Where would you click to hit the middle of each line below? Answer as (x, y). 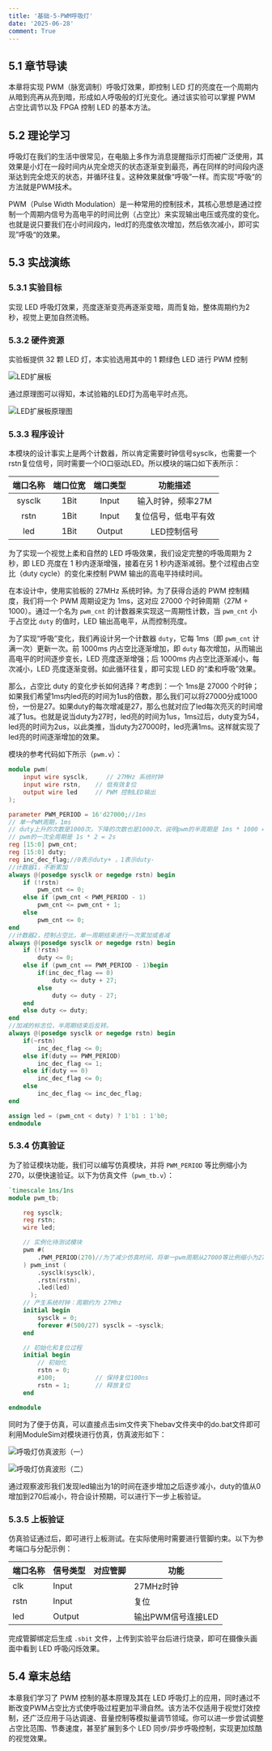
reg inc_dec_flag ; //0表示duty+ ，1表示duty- (82, 860)
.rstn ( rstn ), (59, 1280)
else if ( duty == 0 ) (56, 1071)
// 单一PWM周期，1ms (40, 822)
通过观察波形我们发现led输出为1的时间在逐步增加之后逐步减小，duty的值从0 (135, 1486)
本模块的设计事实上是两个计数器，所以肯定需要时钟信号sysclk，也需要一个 (132, 453)
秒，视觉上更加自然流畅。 (51, 317)
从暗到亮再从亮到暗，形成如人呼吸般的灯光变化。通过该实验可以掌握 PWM (132, 97)
